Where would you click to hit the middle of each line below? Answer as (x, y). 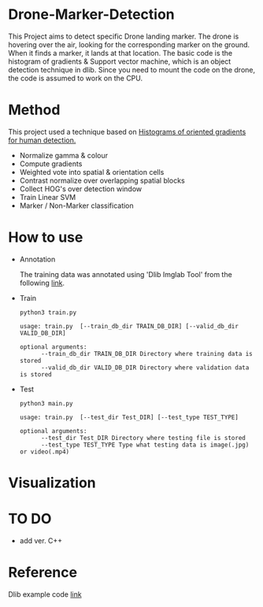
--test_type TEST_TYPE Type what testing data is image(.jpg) (145, 445)
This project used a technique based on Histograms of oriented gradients (127, 131)
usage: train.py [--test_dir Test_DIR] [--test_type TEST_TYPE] (129, 417)
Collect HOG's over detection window (81, 189)
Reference (43, 573)
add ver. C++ (41, 540)
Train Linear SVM (48, 197)
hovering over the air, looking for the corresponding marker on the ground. (129, 44)
